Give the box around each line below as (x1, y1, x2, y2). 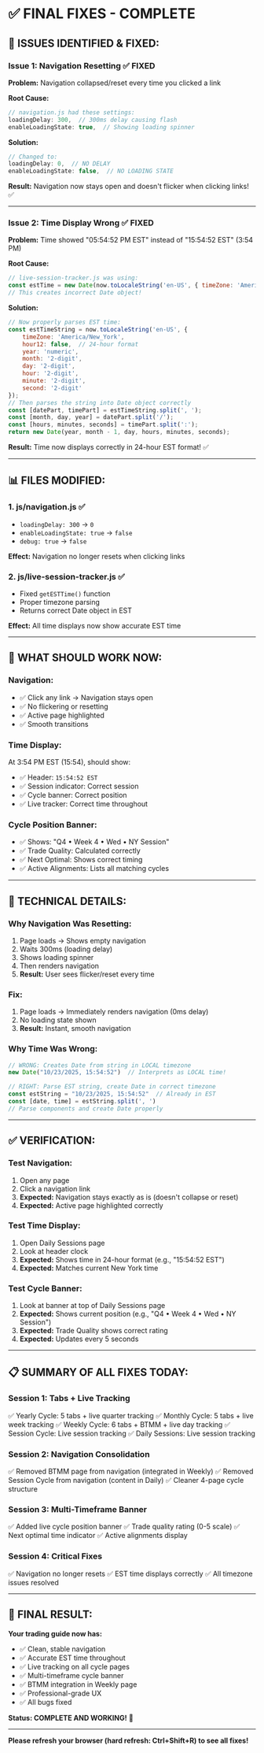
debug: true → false (19, 536, 87, 546)
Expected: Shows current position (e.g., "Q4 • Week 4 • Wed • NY (19, 1309, 237, 1319)
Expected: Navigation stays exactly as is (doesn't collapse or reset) (19, 1192, 239, 1202)
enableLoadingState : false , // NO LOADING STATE (8, 167, 174, 176)
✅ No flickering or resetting (19, 702, 108, 711)
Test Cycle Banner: (8, 1283, 82, 1294)
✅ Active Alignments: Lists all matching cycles (19, 864, 170, 873)
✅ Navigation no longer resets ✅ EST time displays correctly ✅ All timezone (8, 1569, 253, 1578)
